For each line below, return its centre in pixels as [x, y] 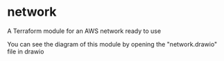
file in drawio [26, 51]
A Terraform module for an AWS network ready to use [84, 31]
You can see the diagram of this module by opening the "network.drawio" [112, 44]
